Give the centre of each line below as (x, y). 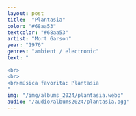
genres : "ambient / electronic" (53, 52)
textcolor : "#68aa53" (38, 32)
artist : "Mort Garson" (39, 39)
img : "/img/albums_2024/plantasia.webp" (66, 96)
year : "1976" (26, 45)
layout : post (26, 13)
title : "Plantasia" (37, 20)
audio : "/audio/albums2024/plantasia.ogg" (68, 102)
